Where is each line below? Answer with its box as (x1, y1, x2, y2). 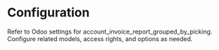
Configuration (7, 5, 90, 21)
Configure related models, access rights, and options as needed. (7, 34, 193, 42)
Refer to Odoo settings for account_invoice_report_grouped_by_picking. (7, 27, 213, 36)
